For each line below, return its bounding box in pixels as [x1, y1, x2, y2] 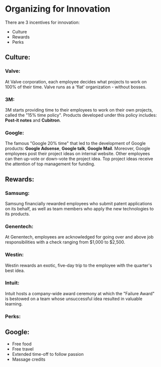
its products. [5, 211, 30, 217]
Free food [12, 341, 32, 347]
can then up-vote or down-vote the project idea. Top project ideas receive [5, 156, 154, 162]
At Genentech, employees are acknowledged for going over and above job [5, 234, 154, 240]
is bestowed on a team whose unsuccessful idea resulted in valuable [5, 296, 143, 302]
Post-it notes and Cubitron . [5, 117, 61, 123]
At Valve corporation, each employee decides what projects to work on [5, 79, 147, 84]
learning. [5, 301, 23, 306]
